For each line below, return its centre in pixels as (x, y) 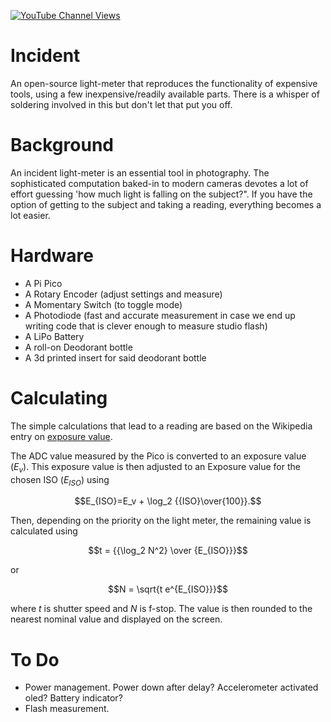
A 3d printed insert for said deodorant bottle (115, 357)
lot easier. (30, 215)
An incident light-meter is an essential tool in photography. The (140, 172)
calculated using (44, 531)
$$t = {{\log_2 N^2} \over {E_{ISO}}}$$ (168, 551)
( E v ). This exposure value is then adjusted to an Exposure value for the (155, 467)
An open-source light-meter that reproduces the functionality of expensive (164, 83)
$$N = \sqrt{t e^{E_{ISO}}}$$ (168, 589)
